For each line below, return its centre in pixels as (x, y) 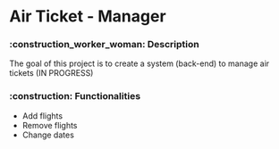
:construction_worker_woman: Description (104, 45)
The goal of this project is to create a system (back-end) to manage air (139, 63)
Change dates (48, 135)
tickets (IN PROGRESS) (51, 73)
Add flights (42, 116)
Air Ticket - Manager (88, 17)
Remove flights (50, 125)
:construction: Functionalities (75, 96)
